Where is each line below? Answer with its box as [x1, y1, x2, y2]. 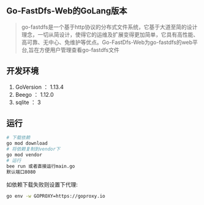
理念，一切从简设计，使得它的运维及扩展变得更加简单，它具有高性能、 [21, 31, 199, 38]
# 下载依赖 [6, 135, 31, 141]
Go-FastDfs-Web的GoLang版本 [6, 6, 127, 17]
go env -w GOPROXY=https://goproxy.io [6, 193, 105, 199]
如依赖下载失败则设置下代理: [6, 181, 78, 188]
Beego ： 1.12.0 [15, 91, 54, 98]
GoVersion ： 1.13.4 [15, 83, 64, 91]
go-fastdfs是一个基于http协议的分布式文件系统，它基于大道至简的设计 [21, 23, 198, 31]
